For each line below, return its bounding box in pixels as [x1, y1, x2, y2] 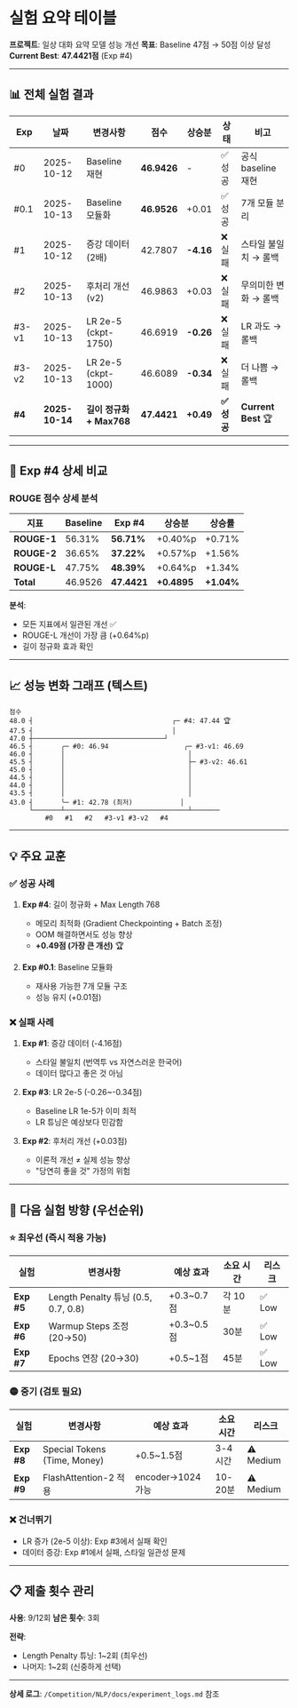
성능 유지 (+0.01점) [35, 991, 102, 1002]
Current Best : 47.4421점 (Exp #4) [9, 50, 133, 60]
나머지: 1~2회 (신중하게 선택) [21, 1662, 122, 1672]
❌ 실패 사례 [9, 1016, 55, 1029]
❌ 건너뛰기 [9, 1513, 52, 1526]
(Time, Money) [43, 1454, 105, 1466]
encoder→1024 [134, 1471, 201, 1483]
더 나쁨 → [240, 361, 279, 373]
